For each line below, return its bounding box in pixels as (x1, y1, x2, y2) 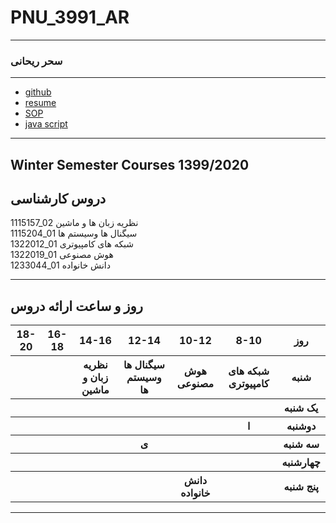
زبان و (82, 371, 109, 385)
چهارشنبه (281, 456, 321, 470)
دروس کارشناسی (10, 191, 107, 208)
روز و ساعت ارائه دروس (10, 297, 143, 315)
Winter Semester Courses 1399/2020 (10, 156, 250, 173)
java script (24, 118, 68, 130)
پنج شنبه (283, 480, 319, 494)
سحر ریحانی (10, 54, 63, 68)
